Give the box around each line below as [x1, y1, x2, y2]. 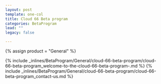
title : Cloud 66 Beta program [5, 16, 68, 21]
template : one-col [5, 12, 43, 17]
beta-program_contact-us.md [5, 74, 66, 79]
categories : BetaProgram [5, 21, 57, 26]
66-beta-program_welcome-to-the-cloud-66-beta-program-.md [5, 63, 138, 69]
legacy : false [5, 30, 35, 35]
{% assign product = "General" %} [5, 48, 76, 54]
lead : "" [5, 26, 23, 31]
